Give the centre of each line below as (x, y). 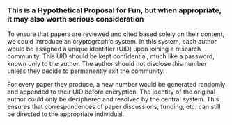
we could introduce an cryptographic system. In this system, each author (112, 42)
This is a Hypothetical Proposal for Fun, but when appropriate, (114, 10)
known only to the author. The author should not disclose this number (107, 64)
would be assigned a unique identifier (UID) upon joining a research (104, 49)
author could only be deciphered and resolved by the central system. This (113, 99)
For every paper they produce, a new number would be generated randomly (116, 85)
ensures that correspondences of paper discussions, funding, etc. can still (114, 107)
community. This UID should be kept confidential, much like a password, (111, 56)
